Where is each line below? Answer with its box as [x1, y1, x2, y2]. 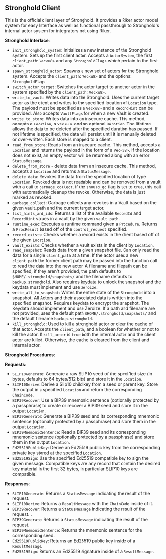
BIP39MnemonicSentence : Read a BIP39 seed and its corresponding [12, 429, 146, 435]
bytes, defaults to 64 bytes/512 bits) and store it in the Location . [12, 376, 143, 382]
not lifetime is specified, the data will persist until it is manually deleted [12, 131, 156, 137]
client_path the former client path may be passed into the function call [12, 257, 157, 263]
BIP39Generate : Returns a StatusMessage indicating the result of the [12, 516, 148, 522]
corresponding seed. [12, 532, 55, 538]
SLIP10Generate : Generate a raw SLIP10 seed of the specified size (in [12, 371, 152, 376]
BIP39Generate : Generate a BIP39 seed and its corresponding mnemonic [12, 413, 159, 419]
